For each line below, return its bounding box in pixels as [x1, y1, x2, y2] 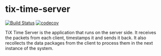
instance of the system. [5, 45, 53, 51]
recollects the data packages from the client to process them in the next [5, 40, 153, 46]
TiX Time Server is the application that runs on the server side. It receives [5, 29, 157, 35]
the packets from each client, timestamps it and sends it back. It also [5, 35, 147, 41]
